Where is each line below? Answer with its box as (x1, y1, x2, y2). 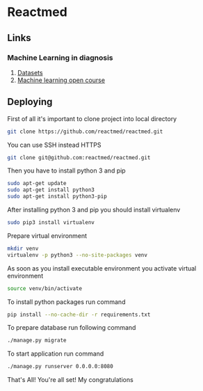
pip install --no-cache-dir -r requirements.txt (7, 311, 151, 318)
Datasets (17, 68, 43, 77)
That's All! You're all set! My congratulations (7, 376, 133, 384)
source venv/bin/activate (7, 285, 82, 292)
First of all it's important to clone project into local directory (7, 114, 177, 122)
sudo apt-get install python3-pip (7, 193, 108, 200)
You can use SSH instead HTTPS (7, 141, 101, 149)
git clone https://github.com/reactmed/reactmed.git (7, 128, 163, 135)
